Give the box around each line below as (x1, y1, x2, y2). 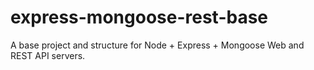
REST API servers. (10, 49, 86, 61)
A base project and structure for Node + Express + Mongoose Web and (10, 39, 305, 51)
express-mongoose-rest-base (10, 6, 269, 29)
